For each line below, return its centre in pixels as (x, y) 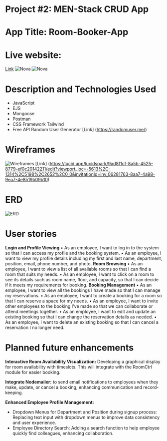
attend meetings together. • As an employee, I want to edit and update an (81, 312)
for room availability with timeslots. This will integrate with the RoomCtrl (79, 367)
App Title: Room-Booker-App (67, 32)
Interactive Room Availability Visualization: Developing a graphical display (83, 362)
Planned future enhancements (69, 348)
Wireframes (30, 150)
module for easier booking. (33, 372)
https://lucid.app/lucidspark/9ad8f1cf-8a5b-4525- (101, 164)
